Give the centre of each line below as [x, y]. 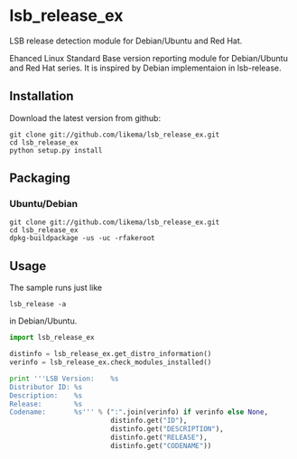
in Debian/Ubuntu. [43, 321]
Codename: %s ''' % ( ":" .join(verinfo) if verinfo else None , [139, 412]
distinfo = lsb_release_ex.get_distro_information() [111, 354]
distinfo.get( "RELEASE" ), [158, 437]
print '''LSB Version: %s [64, 379]
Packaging [40, 178]
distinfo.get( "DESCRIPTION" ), [167, 429]
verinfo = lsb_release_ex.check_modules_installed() [111, 362]
